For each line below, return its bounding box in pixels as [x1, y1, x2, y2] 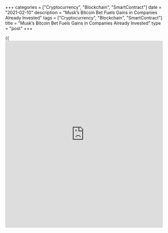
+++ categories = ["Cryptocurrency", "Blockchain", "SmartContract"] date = [5, 4, 162, 10]
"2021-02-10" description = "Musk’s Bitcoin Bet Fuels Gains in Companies [5, 9, 157, 15]
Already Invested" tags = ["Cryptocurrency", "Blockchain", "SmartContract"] [5, 15, 162, 20]
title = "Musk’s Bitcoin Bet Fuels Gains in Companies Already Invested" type [5, 20, 161, 26]
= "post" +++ [5, 25, 32, 31]
